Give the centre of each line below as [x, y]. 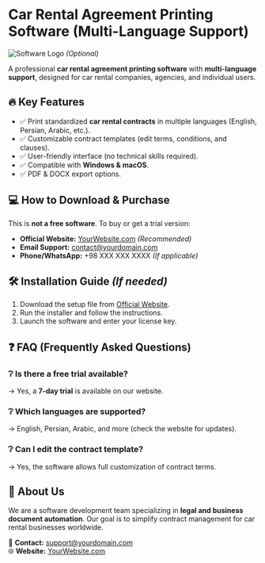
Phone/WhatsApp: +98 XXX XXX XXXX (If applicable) [109, 255]
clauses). [34, 147]
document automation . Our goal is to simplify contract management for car [132, 519]
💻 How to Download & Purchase [89, 200]
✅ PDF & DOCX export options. [70, 174]
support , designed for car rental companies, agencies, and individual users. [132, 77]
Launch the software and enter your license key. [98, 321]
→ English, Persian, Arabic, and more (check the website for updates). [123, 429]
